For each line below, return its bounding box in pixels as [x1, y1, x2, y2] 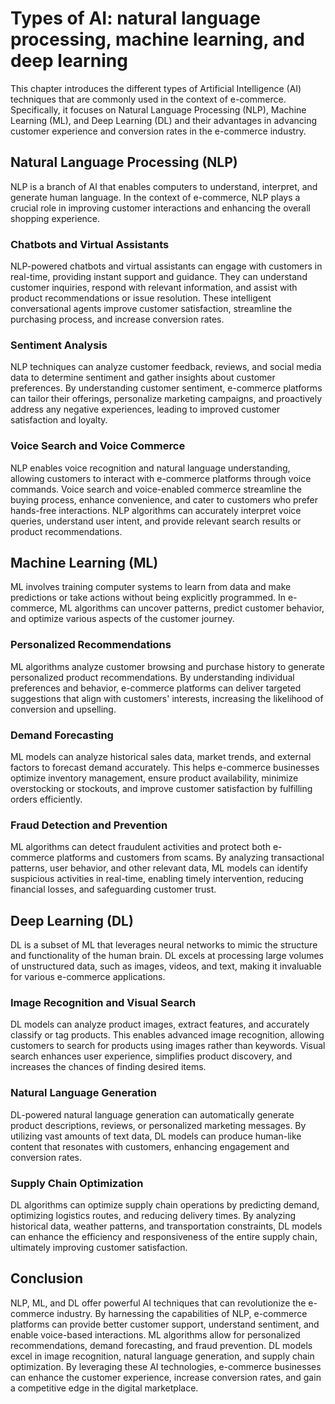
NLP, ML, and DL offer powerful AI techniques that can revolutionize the [10, 1297, 307, 1309]
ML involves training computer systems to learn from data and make [10, 581, 292, 593]
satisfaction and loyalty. [10, 414, 108, 426]
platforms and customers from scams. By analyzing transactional [56, 852, 325, 864]
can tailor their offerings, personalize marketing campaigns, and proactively [10, 393, 323, 405]
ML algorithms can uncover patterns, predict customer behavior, [59, 602, 325, 614]
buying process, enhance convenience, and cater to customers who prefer [10, 493, 319, 506]
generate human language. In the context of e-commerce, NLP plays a [10, 191, 301, 203]
